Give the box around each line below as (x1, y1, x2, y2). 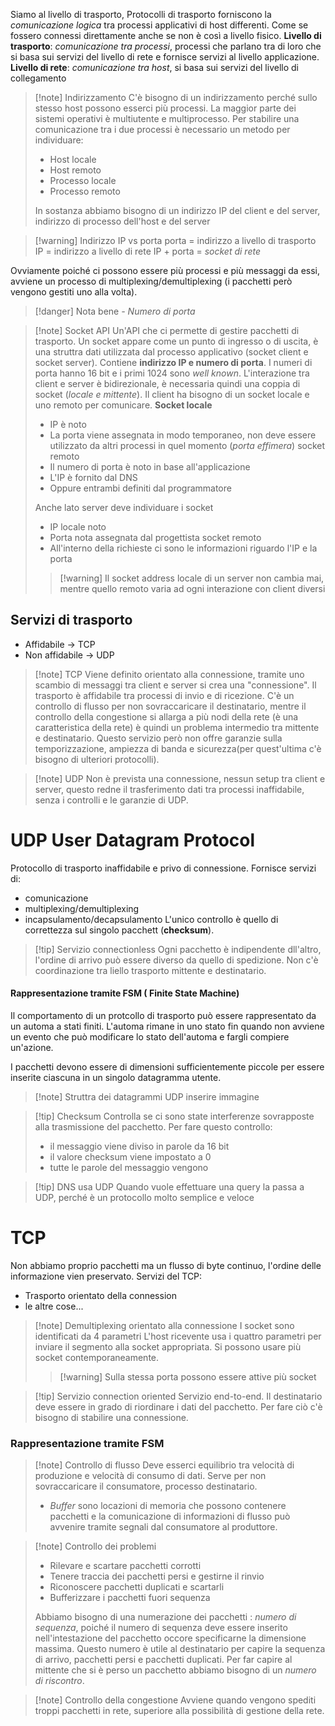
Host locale (49, 154, 97, 165)
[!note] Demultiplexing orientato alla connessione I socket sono (34, 1319, 295, 1331)
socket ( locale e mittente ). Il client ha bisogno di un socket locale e (34, 389, 310, 400)
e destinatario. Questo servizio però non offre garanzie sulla (34, 732, 283, 744)
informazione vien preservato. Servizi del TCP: (10, 1270, 203, 1282)
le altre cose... (24, 1300, 84, 1312)
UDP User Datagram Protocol (10, 829, 256, 851)
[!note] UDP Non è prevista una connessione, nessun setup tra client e (34, 772, 326, 784)
